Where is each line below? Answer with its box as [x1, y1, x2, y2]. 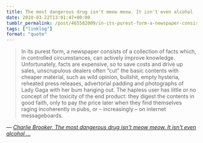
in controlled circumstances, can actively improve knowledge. [21, 54, 175, 62]
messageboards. [21, 112, 63, 119]
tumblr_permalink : [6, 20, 53, 26]
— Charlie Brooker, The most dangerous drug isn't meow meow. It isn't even [6, 124, 196, 131]
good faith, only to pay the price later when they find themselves [21, 99, 182, 106]
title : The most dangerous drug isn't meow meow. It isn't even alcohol [6, 8, 193, 15]
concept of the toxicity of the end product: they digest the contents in [21, 93, 195, 100]
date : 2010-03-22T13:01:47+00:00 [6, 14, 91, 21]
